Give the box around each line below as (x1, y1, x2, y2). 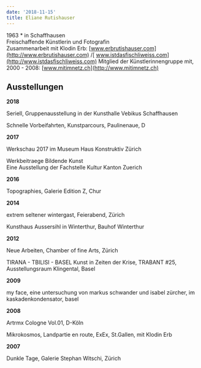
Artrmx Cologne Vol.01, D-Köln (6, 319, 84, 326)
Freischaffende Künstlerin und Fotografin (6, 38, 110, 45)
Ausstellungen (6, 81, 64, 92)
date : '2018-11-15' (6, 9, 56, 15)
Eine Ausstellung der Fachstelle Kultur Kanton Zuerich (6, 163, 143, 171)
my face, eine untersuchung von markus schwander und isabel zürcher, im (6, 289, 195, 296)
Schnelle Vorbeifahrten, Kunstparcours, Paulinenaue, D (6, 122, 146, 129)
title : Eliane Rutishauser (6, 15, 75, 21)
